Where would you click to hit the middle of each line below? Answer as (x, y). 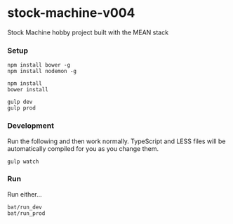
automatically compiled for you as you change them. (83, 148)
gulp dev (20, 102)
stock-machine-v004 (71, 13)
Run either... (25, 194)
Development (31, 126)
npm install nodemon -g (42, 72)
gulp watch (23, 162)
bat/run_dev (25, 207)
